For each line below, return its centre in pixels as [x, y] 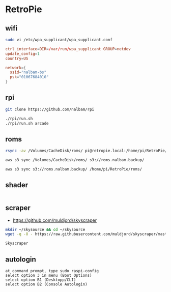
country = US [17, 59]
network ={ [16, 68]
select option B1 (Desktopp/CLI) [41, 280]
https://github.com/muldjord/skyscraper [55, 220]
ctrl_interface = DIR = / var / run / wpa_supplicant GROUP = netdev [68, 49]
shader [17, 185]
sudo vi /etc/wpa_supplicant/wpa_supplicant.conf [59, 40]
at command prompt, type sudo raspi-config [52, 271]
